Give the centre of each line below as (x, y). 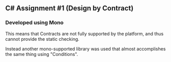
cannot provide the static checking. (42, 39)
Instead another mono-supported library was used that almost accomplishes (85, 49)
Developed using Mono (34, 23)
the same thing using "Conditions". (42, 54)
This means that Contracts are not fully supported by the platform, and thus (84, 34)
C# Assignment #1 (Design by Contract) (69, 8)
